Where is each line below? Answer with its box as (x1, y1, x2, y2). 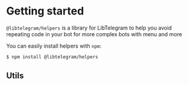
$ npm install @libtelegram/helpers (6, 54, 98, 60)
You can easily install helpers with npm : (6, 42, 102, 49)
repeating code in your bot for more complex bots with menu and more (6, 30, 183, 37)
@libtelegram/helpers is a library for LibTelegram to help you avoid (6, 24, 172, 31)
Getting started (6, 4, 84, 18)
